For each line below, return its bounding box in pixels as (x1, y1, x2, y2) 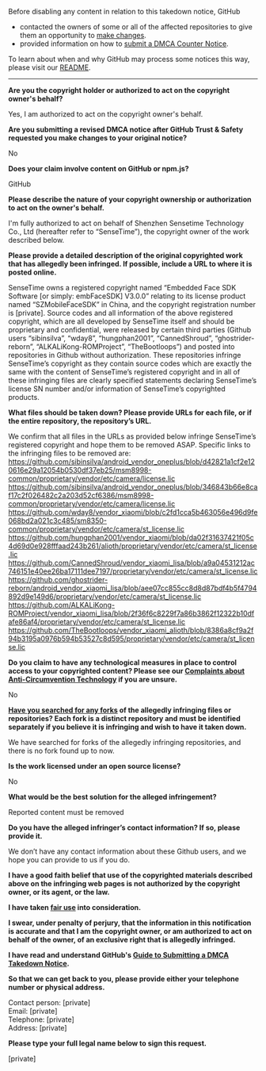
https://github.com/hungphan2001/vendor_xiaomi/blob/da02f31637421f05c (8, 533, 255, 542)
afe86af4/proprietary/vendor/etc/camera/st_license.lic (8, 617, 186, 626)
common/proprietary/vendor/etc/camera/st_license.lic (8, 524, 184, 534)
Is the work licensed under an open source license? (8, 762, 181, 770)
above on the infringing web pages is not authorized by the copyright (8, 879, 241, 888)
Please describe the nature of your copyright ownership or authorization (8, 194, 252, 204)
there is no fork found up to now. (8, 746, 115, 755)
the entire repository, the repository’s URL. (8, 416, 152, 425)
